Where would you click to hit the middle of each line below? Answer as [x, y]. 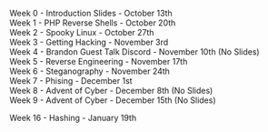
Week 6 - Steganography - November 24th [90, 71]
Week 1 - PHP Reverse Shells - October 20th [93, 23]
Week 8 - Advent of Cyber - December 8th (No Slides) [111, 91]
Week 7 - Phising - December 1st [71, 81]
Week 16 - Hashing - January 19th [73, 118]
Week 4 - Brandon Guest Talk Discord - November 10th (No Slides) [135, 52]
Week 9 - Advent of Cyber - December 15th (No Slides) [113, 100]
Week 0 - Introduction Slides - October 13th [91, 13]
